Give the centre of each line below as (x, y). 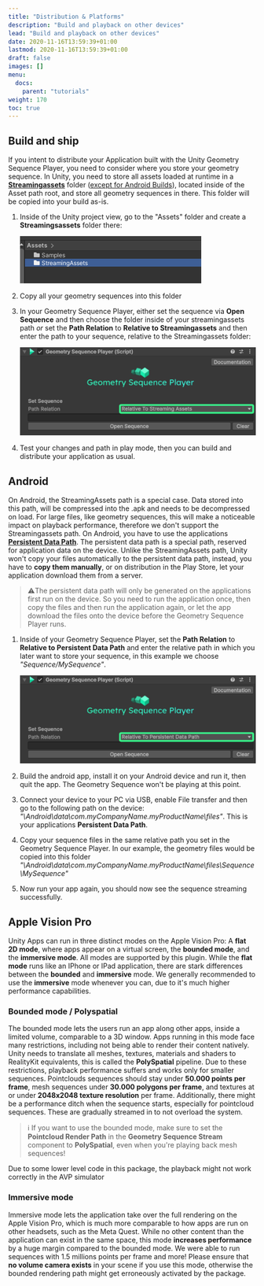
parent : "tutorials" (56, 91)
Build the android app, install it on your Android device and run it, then (133, 776)
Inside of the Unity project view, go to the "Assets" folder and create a (132, 217)
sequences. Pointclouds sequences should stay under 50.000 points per (127, 1079)
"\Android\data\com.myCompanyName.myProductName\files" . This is (134, 817)
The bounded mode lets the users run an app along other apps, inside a (124, 1029)
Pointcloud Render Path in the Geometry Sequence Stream (125, 1136)
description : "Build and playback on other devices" (96, 25)
